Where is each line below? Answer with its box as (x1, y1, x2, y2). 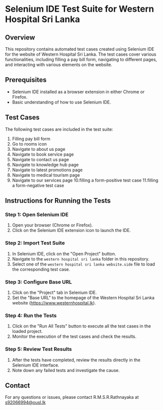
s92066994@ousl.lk (5, 399, 46, 406)
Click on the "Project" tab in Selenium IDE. (12, 289, 97, 295)
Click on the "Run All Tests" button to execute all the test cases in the (12, 323, 151, 329)
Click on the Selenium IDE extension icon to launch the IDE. (12, 227, 131, 233)
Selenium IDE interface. (12, 362, 59, 368)
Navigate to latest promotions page (12, 167, 83, 173)
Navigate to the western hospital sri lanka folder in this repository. (12, 256, 150, 262)
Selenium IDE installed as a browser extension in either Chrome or (12, 89, 145, 95)
